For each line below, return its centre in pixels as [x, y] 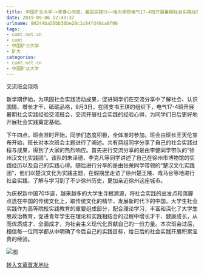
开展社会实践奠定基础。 [36, 122]
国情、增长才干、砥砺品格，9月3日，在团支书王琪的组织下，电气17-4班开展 [100, 107]
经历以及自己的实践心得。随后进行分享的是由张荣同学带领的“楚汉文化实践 [103, 165]
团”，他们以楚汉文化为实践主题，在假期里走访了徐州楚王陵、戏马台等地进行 [101, 173]
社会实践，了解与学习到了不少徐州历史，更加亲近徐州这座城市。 [86, 180]
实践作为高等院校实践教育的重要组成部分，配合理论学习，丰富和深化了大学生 [102, 209]
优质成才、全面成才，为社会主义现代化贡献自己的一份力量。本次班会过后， [104, 224]
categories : [21, 57]
